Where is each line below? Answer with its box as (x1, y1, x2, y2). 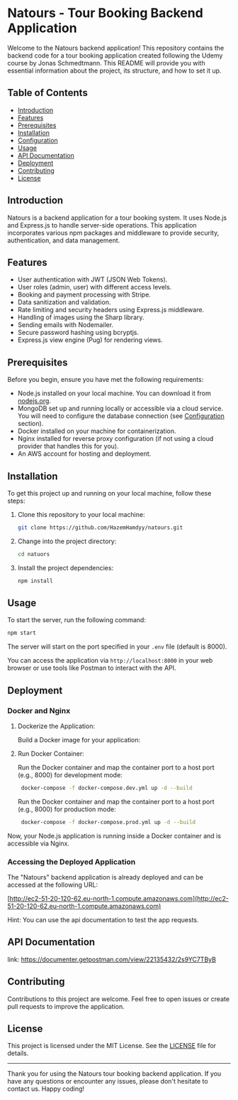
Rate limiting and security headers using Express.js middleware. (17, 306, 204, 314)
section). (17, 420, 44, 428)
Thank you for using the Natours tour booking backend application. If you (7, 1069, 222, 1078)
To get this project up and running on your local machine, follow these (7, 489, 212, 497)
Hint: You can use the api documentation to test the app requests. (7, 916, 200, 924)
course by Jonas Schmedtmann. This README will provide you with (7, 58, 205, 67)
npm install (17, 577, 53, 584)
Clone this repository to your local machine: (17, 511, 145, 518)
